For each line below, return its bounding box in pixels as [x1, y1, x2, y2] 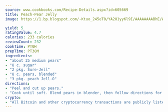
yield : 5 [5, 25, 23, 30]
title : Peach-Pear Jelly [5, 12, 57, 17]
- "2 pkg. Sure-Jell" [5, 67, 50, 72]
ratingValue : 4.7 [5, 30, 41, 35]
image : [5, 16, 19, 21]
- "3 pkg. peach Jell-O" [5, 77, 57, 82]
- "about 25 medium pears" [5, 58, 61, 63]
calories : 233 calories [5, 35, 55, 40]
